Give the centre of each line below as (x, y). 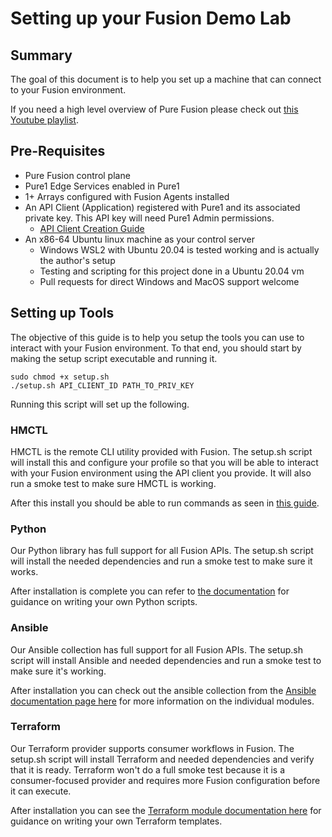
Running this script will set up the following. (100, 404)
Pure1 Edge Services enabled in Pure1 (102, 186)
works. (24, 572)
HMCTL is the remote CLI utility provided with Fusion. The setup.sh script (161, 451)
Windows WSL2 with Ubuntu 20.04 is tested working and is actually (179, 249)
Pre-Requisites (58, 151)
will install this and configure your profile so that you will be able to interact (164, 462)
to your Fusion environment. (68, 90)
